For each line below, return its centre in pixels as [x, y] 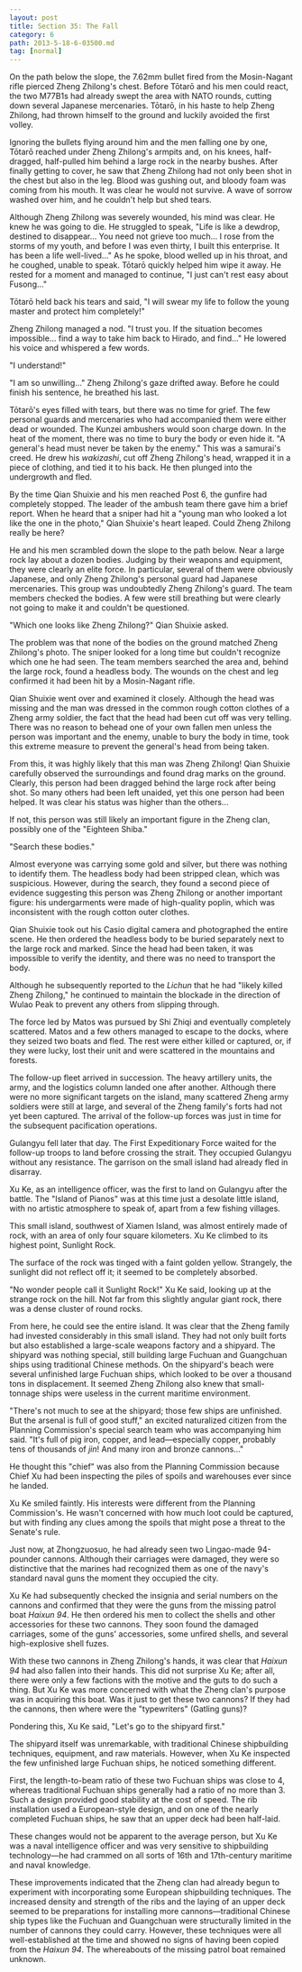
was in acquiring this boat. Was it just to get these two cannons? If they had [150, 1700]
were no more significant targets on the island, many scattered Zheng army [149, 1097]
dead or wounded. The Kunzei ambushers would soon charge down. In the [148, 429]
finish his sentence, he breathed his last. [84, 392]
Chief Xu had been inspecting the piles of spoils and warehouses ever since [151, 1476]
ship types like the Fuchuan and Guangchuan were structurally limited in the [150, 1921]
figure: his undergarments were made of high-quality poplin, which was [142, 903]
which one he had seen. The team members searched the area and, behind [149, 662]
